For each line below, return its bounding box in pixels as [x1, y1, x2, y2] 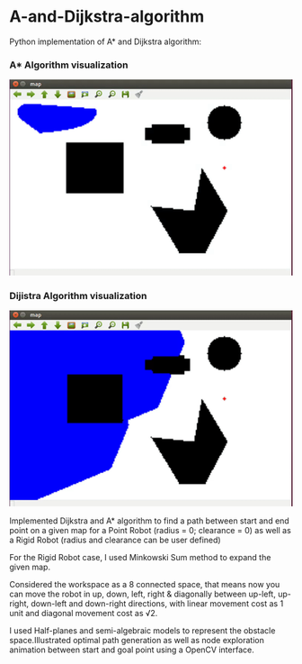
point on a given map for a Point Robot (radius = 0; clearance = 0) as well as [9, 524, 292, 535]
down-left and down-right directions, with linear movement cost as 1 [31, 597, 284, 609]
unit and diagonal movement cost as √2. [9, 607, 158, 618]
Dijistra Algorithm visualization [9, 289, 147, 302]
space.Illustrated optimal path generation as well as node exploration [9, 634, 265, 645]
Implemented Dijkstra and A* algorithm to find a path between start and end [9, 515, 289, 526]
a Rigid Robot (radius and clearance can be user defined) [9, 534, 222, 545]
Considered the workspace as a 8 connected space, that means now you [9, 578, 280, 589]
